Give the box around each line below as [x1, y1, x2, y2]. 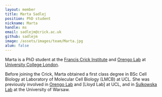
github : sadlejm [5, 34, 38, 39]
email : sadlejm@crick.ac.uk [5, 30, 62, 34]
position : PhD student [5, 16, 51, 21]
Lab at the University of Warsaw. [5, 86, 70, 92]
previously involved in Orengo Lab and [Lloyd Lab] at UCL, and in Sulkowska [5, 81, 157, 87]
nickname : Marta [5, 20, 38, 26]
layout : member [5, 7, 36, 12]
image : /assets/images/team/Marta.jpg [5, 39, 83, 44]
